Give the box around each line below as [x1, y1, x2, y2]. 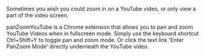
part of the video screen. [6, 12, 69, 19]
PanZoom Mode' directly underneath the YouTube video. [6, 43, 149, 50]
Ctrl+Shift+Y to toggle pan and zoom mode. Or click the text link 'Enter [6, 37, 184, 43]
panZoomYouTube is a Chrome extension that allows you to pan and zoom [6, 24, 193, 30]
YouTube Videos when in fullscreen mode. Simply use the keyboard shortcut [6, 30, 199, 37]
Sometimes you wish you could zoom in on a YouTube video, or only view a [6, 5, 196, 12]
